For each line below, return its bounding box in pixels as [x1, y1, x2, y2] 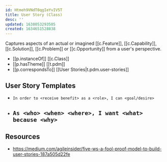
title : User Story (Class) [5, 12, 63, 17]
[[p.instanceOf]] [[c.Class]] [12, 56, 70, 62]
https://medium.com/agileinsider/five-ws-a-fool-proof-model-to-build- [12, 146, 162, 152]
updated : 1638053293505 [5, 21, 56, 27]
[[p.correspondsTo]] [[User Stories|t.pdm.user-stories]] [12, 67, 129, 73]
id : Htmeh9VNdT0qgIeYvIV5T [5, 7, 63, 13]
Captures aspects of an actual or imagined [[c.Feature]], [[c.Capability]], [5, 40, 157, 46]
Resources [5, 132, 40, 141]
